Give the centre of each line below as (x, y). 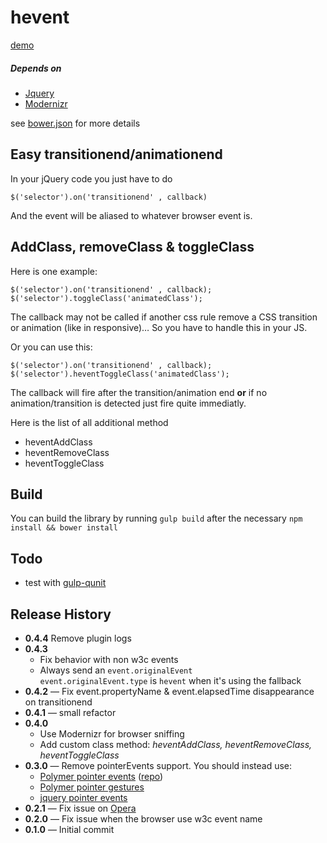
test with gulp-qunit (65, 583)
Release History (61, 614)
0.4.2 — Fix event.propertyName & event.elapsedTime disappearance (169, 691)
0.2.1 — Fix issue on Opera (80, 808)
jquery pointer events (83, 797)
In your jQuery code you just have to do (91, 178)
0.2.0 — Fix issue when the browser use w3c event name (143, 818)
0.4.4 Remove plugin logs (78, 638)
